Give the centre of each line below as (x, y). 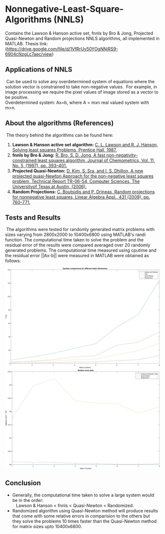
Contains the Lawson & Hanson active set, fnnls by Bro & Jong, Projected (79, 33)
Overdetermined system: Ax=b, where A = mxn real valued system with (77, 102)
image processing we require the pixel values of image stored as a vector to (82, 92)
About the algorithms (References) (59, 123)
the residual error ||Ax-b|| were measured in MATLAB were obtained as (77, 256)
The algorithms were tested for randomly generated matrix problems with (80, 230)
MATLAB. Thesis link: (27, 43)
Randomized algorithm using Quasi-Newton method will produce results (85, 510)
